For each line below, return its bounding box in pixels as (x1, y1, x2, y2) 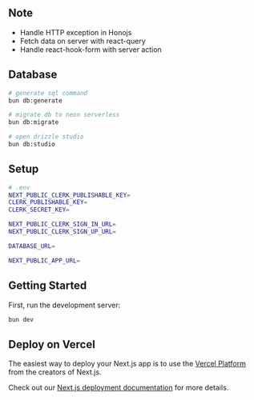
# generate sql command (8, 89, 88, 97)
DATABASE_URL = (8, 242, 56, 250)
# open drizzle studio (8, 133, 84, 141)
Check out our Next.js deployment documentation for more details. (8, 383, 229, 393)
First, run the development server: (8, 300, 121, 310)
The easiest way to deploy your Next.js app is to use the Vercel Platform (8, 359, 247, 369)
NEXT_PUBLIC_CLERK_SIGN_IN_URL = (8, 220, 116, 229)
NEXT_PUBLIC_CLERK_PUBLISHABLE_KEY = (8, 191, 131, 199)
